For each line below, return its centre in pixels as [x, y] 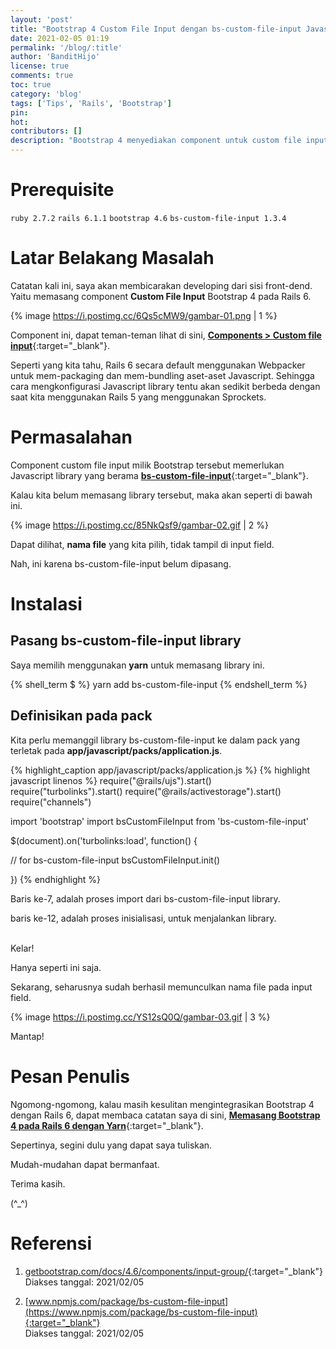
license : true [40, 66]
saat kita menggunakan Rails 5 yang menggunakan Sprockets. [138, 397]
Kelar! [22, 948]
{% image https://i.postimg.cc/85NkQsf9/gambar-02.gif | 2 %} [139, 525]
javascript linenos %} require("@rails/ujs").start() [111, 780]
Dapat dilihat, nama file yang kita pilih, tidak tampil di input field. [142, 544]
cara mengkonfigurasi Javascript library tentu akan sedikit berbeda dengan [165, 386]
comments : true [42, 76]
